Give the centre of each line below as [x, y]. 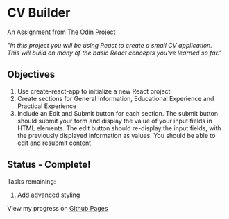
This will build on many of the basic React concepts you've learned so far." [114, 53]
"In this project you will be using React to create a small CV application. [110, 45]
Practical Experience [47, 106]
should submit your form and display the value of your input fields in [115, 121]
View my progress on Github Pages [58, 208]
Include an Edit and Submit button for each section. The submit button [118, 113]
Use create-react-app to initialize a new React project [94, 91]
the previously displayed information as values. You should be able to [116, 135]
